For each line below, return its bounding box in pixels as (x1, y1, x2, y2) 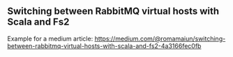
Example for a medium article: (7, 34, 93, 43)
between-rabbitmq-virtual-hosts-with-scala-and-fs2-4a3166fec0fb (7, 41, 202, 50)
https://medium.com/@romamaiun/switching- (94, 34, 226, 43)
